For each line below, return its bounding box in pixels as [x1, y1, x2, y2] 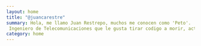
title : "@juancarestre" [6, 14, 66, 20]
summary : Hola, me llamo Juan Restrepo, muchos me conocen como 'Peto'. [6, 20, 191, 26]
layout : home [6, 8, 39, 15]
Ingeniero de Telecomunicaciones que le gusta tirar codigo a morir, [8, 25, 186, 32]
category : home [6, 31, 44, 37]
